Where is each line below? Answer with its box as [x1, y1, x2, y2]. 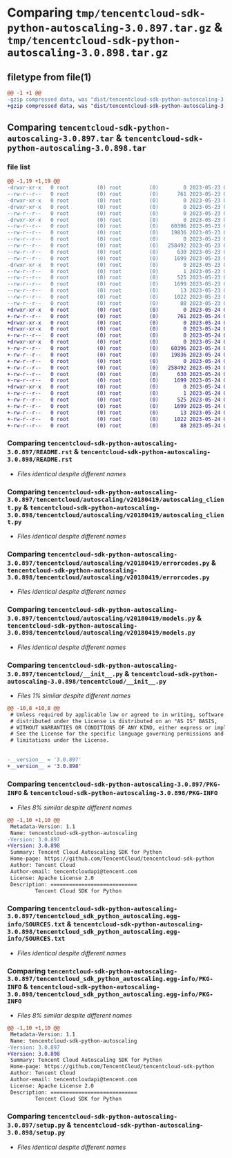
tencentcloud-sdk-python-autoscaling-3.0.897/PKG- [47, 780, 221, 788]
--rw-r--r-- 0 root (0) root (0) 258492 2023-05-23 [7, 242, 221, 250]
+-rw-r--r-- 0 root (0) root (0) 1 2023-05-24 [7, 390, 221, 397]
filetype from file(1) [7, 71, 92, 83]
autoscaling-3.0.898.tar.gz [7, 46, 168, 59]
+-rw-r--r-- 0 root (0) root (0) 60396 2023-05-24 [7, 345, 221, 352]
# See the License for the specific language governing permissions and [10, 731, 224, 738]
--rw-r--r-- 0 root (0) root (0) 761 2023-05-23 [7, 191, 221, 198]
